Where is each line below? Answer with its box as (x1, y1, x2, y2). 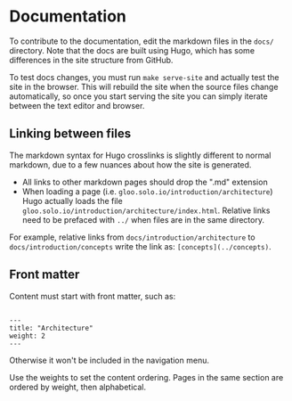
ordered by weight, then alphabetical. (9, 381, 147, 392)
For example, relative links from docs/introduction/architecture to (9, 232, 255, 242)
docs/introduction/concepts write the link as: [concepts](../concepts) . (9, 241, 272, 251)
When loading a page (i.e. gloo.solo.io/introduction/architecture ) (21, 185, 273, 197)
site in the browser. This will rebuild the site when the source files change (9, 81, 279, 92)
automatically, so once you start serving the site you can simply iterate (9, 91, 269, 102)
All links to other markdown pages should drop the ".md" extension (21, 176, 269, 187)
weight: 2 (9, 331, 46, 340)
